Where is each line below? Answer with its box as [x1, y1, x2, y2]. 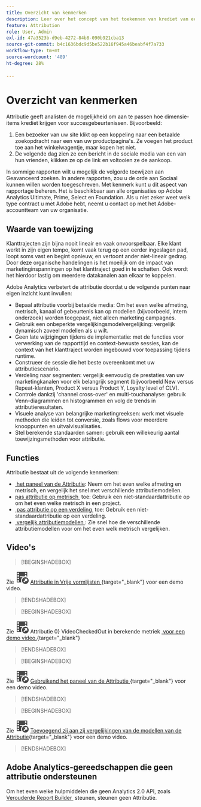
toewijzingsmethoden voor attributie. [14, 435, 106, 443]
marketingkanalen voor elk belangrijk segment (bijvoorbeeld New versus [14, 378, 194, 385]
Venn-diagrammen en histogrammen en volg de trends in [14, 397, 156, 405]
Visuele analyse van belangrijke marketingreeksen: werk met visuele [14, 410, 184, 417]
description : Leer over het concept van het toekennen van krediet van [6, 16, 188, 22]
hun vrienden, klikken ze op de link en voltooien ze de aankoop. [14, 157, 172, 164]
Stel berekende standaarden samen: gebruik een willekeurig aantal [14, 429, 179, 437]
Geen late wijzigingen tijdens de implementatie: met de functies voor [14, 333, 184, 340]
